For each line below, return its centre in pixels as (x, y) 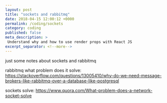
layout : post (19, 10)
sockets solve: (20, 90)
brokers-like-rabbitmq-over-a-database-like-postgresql (62, 81)
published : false (23, 33)
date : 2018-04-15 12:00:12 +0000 (40, 19)
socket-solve (19, 96)
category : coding (23, 28)
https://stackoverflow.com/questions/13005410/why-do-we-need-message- (83, 75)
